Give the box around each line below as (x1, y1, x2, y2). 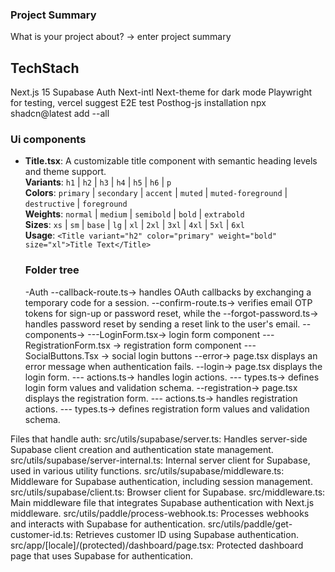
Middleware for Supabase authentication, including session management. (10, 475, 313, 487)
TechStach (10, 59, 80, 77)
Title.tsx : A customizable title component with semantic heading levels (24, 155, 318, 167)
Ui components (10, 133, 87, 147)
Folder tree (24, 263, 80, 277)
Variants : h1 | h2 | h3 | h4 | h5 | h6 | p (24, 176, 172, 188)
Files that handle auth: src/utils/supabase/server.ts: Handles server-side (10, 433, 308, 445)
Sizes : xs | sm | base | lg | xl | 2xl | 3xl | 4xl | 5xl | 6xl (24, 219, 245, 231)
